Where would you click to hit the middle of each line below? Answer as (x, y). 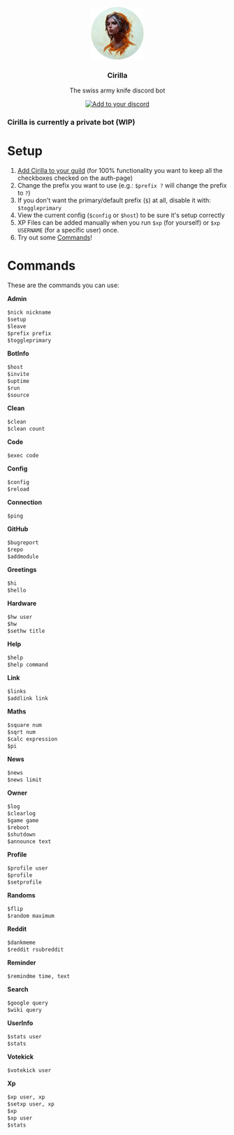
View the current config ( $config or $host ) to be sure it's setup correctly (121, 215)
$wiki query (24, 1010)
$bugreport (23, 543)
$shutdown (22, 835)
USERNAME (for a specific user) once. (68, 230)
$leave (17, 327)
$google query (28, 1003)
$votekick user (29, 1071)
